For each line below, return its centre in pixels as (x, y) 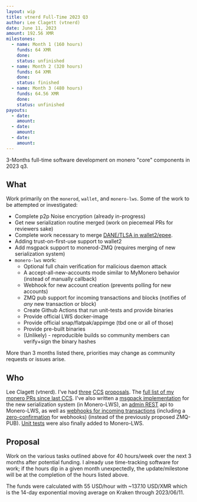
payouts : (17, 110)
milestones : (21, 39)
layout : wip (21, 11)
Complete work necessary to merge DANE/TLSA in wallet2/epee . (93, 235)
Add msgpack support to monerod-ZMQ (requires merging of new (95, 247)
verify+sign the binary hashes (60, 342)
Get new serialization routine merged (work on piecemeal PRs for (94, 223)
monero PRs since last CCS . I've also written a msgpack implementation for (98, 398)
